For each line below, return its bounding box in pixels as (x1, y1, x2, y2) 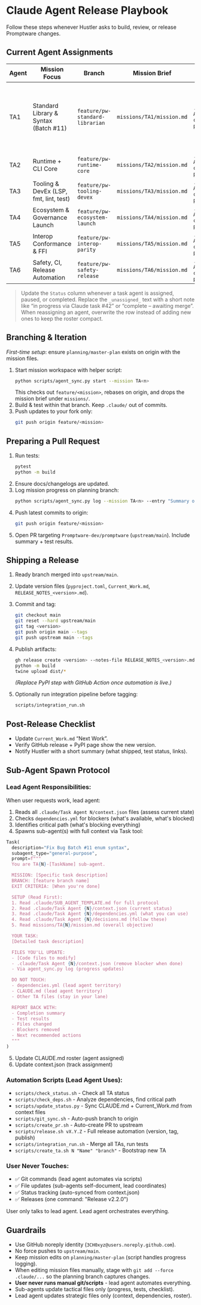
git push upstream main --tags (14, 634, 93, 640)
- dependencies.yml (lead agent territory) (11, 983, 121, 989)
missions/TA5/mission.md (117, 240, 188, 247)
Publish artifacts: (14, 645, 57, 652)
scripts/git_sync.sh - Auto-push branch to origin (14, 1115, 139, 1123)
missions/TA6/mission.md (117, 267, 188, 273)
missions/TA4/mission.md (117, 214, 188, 221)
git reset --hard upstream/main (14, 618, 96, 624)
